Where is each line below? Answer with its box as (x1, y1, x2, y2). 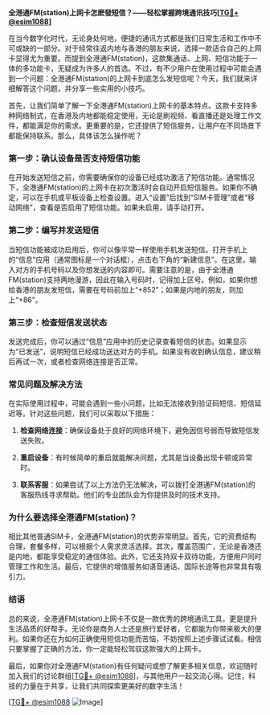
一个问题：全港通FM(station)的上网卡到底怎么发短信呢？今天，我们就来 (14, 74, 251, 83)
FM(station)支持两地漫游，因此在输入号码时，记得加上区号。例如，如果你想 (8, 275, 258, 284)
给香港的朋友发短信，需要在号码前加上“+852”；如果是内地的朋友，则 (8, 284, 237, 294)
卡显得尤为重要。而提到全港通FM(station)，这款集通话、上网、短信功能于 (8, 54, 251, 63)
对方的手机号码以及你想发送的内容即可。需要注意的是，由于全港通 (14, 264, 234, 274)
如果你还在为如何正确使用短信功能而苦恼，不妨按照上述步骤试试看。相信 (22, 634, 262, 643)
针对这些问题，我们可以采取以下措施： (29, 409, 157, 419)
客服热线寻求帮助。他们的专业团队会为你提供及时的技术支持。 (19, 490, 225, 500)
